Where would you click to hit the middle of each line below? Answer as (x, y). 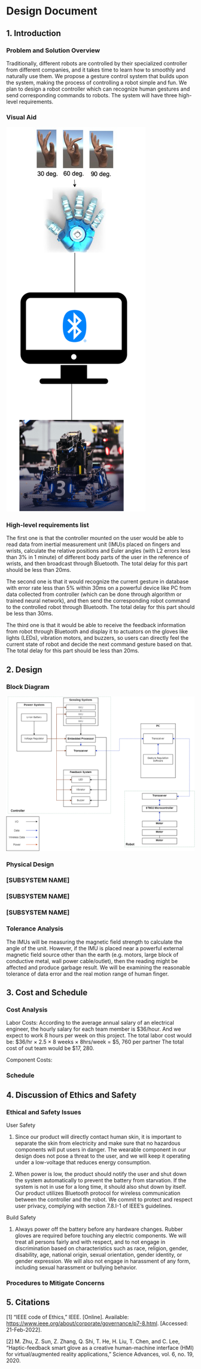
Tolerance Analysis (35, 929)
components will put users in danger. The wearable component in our (100, 1149)
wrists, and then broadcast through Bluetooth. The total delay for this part (97, 563)
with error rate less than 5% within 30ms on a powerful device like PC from (99, 588)
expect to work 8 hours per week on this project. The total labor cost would (99, 1036)
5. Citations (28, 1303)
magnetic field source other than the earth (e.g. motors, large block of (92, 955)
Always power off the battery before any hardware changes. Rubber (99, 1229)
